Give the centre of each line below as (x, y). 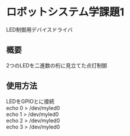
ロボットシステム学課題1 (65, 12)
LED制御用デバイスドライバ (39, 30)
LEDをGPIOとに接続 (30, 101)
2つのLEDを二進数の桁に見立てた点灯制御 (57, 65)
